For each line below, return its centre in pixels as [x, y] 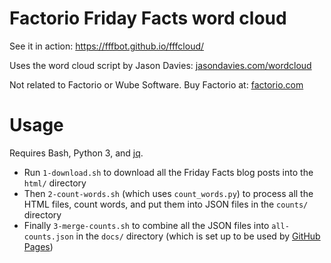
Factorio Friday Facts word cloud [148, 18]
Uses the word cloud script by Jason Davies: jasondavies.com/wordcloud [160, 65]
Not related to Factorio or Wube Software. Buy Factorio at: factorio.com [156, 84]
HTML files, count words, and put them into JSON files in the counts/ [166, 204]
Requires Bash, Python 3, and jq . [76, 153]
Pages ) [38, 246]
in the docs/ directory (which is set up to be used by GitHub [198, 236]
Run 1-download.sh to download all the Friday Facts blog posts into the [168, 172]
